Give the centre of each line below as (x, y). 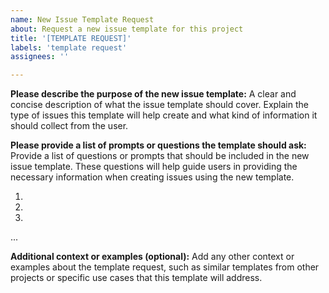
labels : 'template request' (69, 47)
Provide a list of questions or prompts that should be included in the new (160, 156)
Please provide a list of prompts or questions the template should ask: (158, 145)
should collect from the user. (69, 126)
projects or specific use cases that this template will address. (136, 278)
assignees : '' (40, 57)
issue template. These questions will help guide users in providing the (154, 167)
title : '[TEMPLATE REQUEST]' (71, 38)
